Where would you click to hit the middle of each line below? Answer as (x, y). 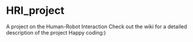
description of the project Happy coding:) (56, 32)
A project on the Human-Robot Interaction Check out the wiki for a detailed (97, 26)
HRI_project (35, 11)
